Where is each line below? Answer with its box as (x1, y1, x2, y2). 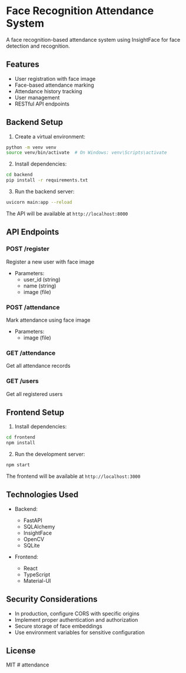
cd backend (6, 172, 33, 178)
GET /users (6, 377, 39, 385)
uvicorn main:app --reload (6, 199, 72, 206)
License (6, 645, 36, 655)
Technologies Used (6, 490, 78, 500)
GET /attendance (6, 349, 56, 357)
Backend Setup (6, 117, 64, 127)
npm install (6, 440, 35, 446)
